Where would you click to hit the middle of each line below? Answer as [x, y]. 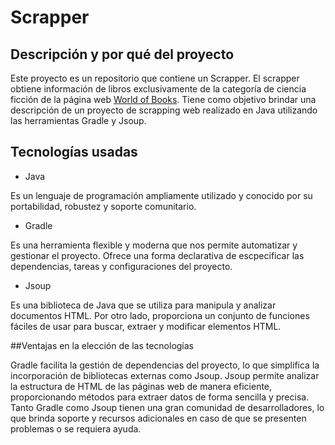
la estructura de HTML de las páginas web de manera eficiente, [141, 386]
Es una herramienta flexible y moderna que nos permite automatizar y [154, 245]
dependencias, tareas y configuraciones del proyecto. [121, 266]
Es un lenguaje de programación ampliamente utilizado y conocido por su [161, 195]
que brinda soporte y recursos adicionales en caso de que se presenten [158, 418]
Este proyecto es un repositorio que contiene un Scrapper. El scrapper [155, 78]
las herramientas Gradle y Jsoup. [78, 120]
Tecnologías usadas [74, 152]
